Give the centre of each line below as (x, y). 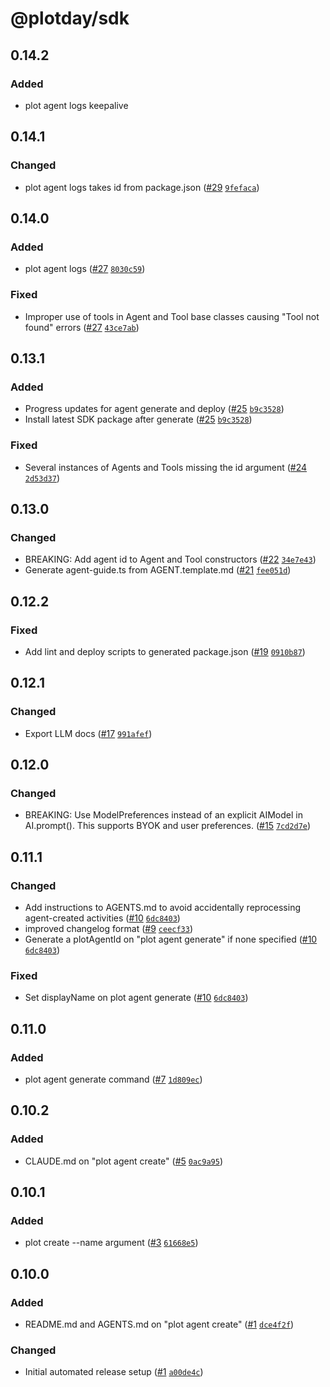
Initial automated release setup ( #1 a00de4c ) (114, 1372)
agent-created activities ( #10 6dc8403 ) (102, 918)
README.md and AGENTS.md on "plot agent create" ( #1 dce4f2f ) (159, 1324)
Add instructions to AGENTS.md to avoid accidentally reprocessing (163, 907)
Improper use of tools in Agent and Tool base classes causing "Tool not (172, 316)
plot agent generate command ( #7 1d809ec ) (113, 1079)
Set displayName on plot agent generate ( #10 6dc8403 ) (136, 998)
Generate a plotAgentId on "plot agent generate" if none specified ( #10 (171, 939)
